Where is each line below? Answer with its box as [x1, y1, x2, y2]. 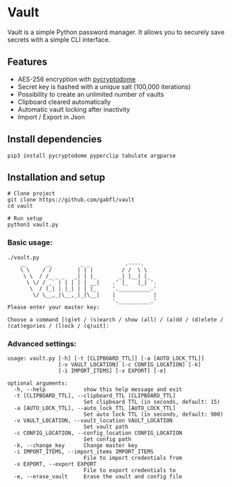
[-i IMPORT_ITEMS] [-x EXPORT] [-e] [57, 367, 167, 374]
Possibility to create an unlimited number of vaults [17, 90, 165, 98]
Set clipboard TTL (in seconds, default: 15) [83, 398, 221, 405]
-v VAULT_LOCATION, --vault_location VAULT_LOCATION [13, 417, 173, 424]
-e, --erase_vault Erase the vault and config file [13, 473, 182, 480]
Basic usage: [7, 237, 53, 247]
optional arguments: [7, 380, 69, 387]
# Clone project [7, 190, 55, 198]
